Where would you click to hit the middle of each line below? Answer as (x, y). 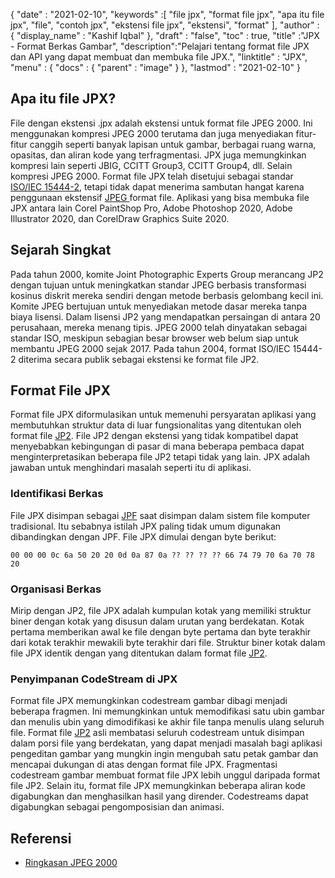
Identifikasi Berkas (57, 494)
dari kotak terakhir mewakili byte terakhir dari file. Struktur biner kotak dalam (168, 643)
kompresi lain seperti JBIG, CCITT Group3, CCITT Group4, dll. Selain (151, 165)
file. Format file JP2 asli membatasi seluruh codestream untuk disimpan (157, 733)
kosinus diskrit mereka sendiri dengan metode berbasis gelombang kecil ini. (167, 295)
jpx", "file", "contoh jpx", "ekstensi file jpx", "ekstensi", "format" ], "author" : (165, 25)
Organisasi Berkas (56, 589)
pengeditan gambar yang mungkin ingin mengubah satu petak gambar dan (164, 754)
